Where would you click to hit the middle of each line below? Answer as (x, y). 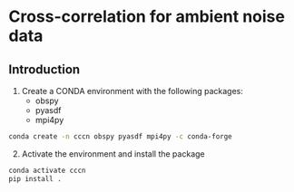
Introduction (44, 69)
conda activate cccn (48, 170)
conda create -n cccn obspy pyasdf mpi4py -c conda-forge (120, 137)
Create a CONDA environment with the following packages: (132, 91)
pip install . (35, 178)
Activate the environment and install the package (113, 154)
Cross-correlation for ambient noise (147, 17)
